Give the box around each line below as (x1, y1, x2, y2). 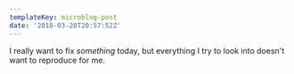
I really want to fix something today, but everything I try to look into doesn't (9, 45, 285, 55)
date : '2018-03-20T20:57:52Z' (9, 21, 122, 30)
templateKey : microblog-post (9, 12, 118, 22)
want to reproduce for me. (9, 55, 105, 65)
